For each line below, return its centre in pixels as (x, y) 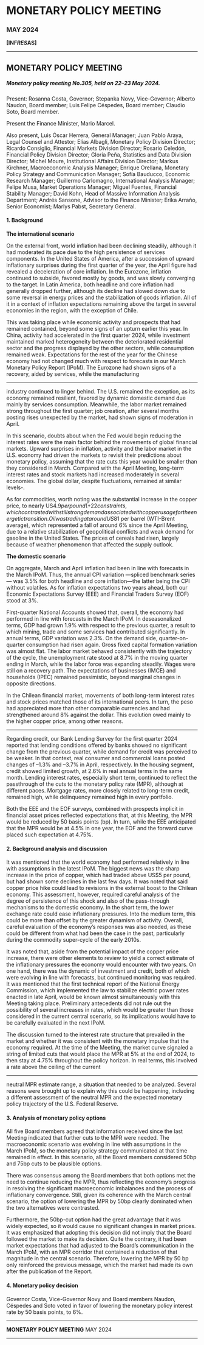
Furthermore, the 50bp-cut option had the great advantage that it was (93, 1220)
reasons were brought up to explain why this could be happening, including (100, 1091)
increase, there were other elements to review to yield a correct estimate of (100, 958)
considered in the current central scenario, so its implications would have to (101, 1016)
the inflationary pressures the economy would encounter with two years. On (101, 965)
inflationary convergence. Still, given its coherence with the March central (99, 1195)
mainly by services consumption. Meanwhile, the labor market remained (97, 404)
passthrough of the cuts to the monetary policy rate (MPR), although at (95, 784)
